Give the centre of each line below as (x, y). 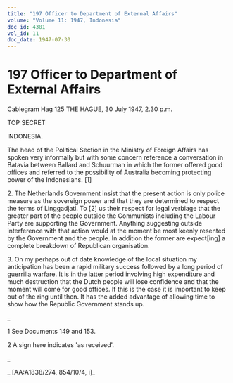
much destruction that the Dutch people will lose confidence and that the (113, 282)
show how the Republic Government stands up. (76, 304)
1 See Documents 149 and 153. (52, 332)
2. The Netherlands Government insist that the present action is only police (116, 193)
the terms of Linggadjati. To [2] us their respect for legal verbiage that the (114, 209)
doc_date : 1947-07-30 (39, 40)
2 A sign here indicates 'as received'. (61, 345)
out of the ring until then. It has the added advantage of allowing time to (111, 297)
